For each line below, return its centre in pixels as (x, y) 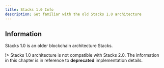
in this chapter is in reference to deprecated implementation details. (74, 60)
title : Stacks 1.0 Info (29, 10)
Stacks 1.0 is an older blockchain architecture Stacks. (59, 46)
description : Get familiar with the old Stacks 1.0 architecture (73, 14)
